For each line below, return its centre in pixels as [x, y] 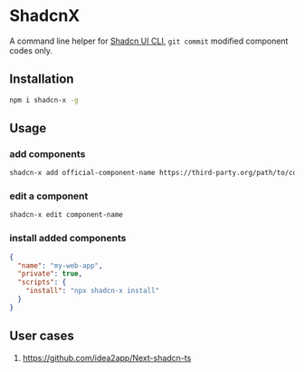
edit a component [49, 196]
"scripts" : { [42, 282]
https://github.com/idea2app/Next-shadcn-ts [107, 357]
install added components [68, 239]
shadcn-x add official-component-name [82, 173]
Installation [42, 79]
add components [47, 153]
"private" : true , [50, 274]
